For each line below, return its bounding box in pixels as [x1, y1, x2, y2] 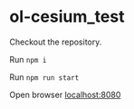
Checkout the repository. [9, 36, 102, 47]
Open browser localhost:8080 [9, 89, 121, 100]
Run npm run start [9, 71, 80, 83]
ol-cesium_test [9, 6, 125, 27]
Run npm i [9, 54, 47, 64]
